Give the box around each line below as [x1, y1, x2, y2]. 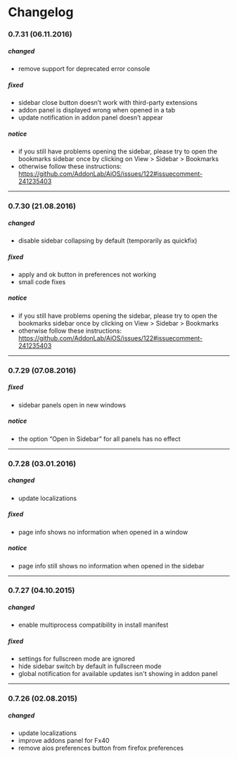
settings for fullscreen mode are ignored [18, 655, 136, 663]
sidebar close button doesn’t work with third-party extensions [18, 98, 198, 107]
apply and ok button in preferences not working [18, 270, 157, 279]
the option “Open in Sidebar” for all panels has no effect [18, 434, 181, 443]
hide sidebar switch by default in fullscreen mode [18, 662, 162, 670]
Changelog [8, 4, 74, 20]
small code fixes [18, 277, 66, 286]
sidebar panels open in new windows [18, 400, 127, 409]
